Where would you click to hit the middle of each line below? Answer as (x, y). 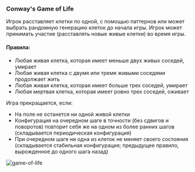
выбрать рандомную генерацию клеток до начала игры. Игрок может (94, 27)
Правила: (18, 47)
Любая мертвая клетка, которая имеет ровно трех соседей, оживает (102, 91)
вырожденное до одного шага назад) (61, 152)
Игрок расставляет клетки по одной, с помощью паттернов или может (95, 22)
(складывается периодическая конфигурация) (73, 133)
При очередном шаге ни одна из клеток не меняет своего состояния (101, 139)
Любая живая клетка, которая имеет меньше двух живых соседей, (99, 60)
